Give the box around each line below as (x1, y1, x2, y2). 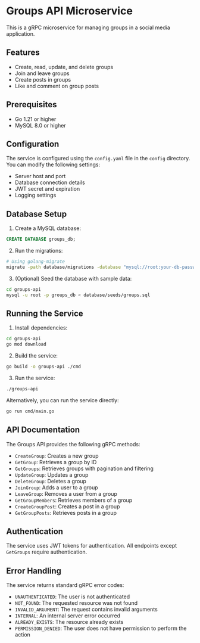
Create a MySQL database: (14, 225, 82, 232)
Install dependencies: (14, 324, 68, 331)
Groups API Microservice (6, 4, 133, 18)
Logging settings (14, 192, 57, 199)
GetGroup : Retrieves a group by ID (14, 458, 97, 465)
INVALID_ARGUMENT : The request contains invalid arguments (14, 606, 158, 613)
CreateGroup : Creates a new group (14, 452, 99, 459)
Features (6, 48, 40, 58)
